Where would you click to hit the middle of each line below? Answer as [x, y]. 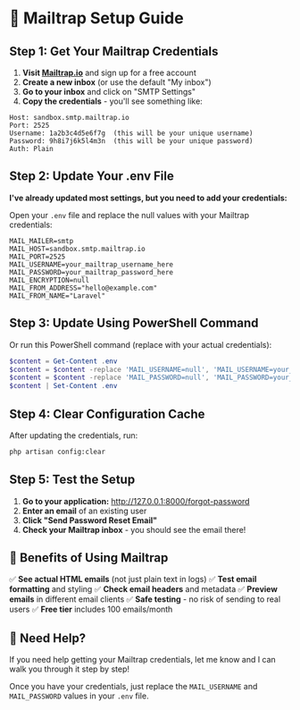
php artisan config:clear [57, 452]
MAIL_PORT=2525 [37, 257]
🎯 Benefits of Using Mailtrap [89, 558]
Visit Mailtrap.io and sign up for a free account [109, 72]
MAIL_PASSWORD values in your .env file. [79, 696]
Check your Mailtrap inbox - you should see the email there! [134, 529]
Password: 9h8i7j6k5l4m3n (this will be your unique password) [131, 141]
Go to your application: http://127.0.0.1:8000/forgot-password [136, 501]
